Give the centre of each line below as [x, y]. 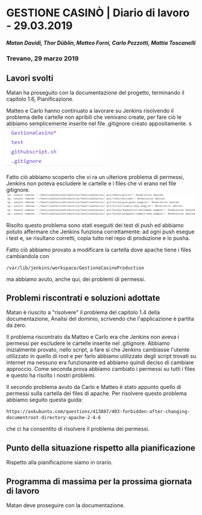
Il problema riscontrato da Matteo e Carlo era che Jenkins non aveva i [93, 337]
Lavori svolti [30, 78]
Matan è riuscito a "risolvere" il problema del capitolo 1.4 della [83, 312]
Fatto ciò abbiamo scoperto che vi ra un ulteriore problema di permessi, [95, 177]
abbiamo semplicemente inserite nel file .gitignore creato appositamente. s [99, 123]
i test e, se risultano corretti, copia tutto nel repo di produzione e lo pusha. [98, 238]
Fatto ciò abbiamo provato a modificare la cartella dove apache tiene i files [99, 250]
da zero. [17, 325]
